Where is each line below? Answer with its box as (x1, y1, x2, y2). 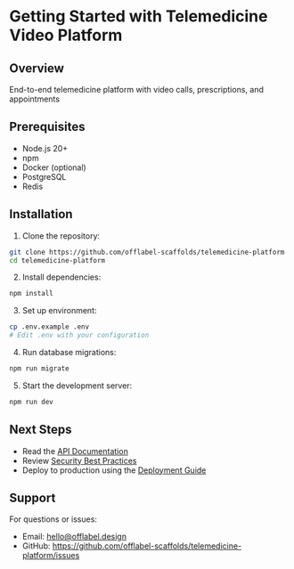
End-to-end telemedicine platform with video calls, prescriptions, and (9, 85, 265, 94)
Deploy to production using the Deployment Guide (21, 465, 207, 476)
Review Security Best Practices (21, 455, 137, 466)
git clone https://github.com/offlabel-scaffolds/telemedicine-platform (9, 248, 285, 256)
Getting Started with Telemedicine (9, 6, 268, 27)
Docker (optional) (21, 162, 86, 173)
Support (9, 490, 56, 505)
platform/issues (21, 550, 80, 561)
